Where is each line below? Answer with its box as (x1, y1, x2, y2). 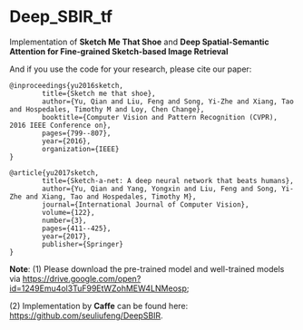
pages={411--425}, (42, 224, 112, 233)
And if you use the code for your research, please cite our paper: (9, 63, 252, 74)
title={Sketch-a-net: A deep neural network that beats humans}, (42, 176, 295, 185)
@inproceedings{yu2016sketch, (9, 81, 124, 90)
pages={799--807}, (42, 129, 112, 138)
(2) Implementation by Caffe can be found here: (9, 300, 189, 311)
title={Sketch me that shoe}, (42, 89, 156, 98)
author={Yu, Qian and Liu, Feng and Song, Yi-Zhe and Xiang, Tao (42, 97, 295, 106)
